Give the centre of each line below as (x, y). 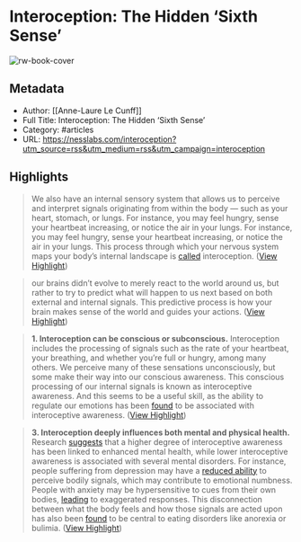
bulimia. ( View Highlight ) (77, 528)
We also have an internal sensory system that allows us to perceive (155, 199)
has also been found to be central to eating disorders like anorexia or (159, 518)
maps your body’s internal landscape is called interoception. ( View (154, 256)
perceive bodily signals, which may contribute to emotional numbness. (162, 480)
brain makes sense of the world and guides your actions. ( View (148, 311)
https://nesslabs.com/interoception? (110, 139)
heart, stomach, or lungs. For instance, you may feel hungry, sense (155, 218)
